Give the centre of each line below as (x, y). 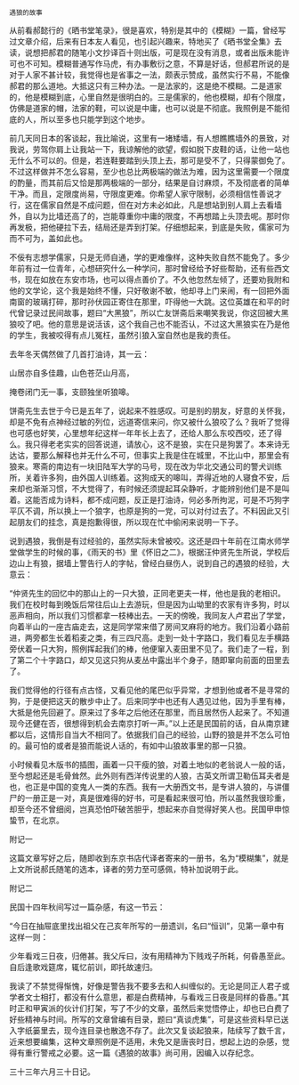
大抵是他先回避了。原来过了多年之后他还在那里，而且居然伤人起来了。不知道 (149, 712)
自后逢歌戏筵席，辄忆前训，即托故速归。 (83, 967)
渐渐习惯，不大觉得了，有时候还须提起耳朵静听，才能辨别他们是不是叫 (161, 489)
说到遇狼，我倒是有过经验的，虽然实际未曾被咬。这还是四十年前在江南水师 (145, 541)
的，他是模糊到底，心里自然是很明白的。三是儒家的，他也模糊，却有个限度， (149, 97)
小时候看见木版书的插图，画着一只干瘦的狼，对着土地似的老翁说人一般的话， (149, 765)
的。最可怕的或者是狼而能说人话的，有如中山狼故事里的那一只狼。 (130, 745)
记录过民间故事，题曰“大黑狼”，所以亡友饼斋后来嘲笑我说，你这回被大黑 (157, 313)
